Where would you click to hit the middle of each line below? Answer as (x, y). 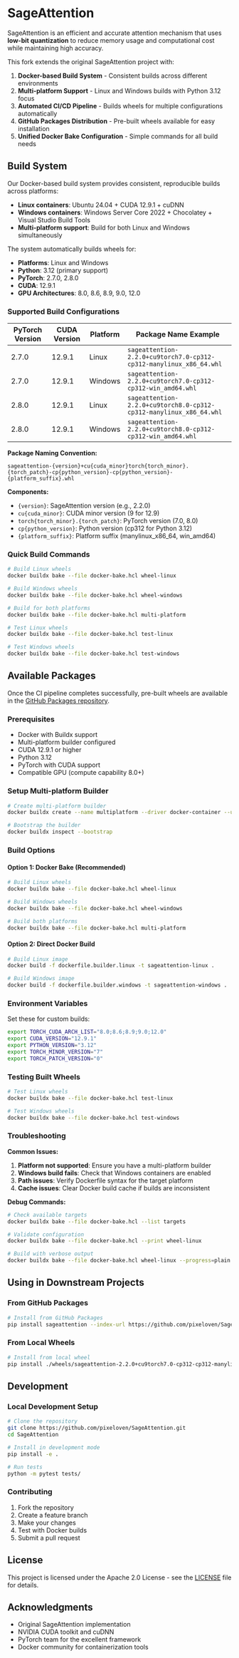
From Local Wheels (41, 1343)
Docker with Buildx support (58, 735)
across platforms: (33, 191)
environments (38, 83)
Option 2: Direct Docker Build (51, 944)
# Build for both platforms (49, 608)
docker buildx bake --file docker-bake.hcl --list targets (97, 1221)
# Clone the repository (43, 1421)
